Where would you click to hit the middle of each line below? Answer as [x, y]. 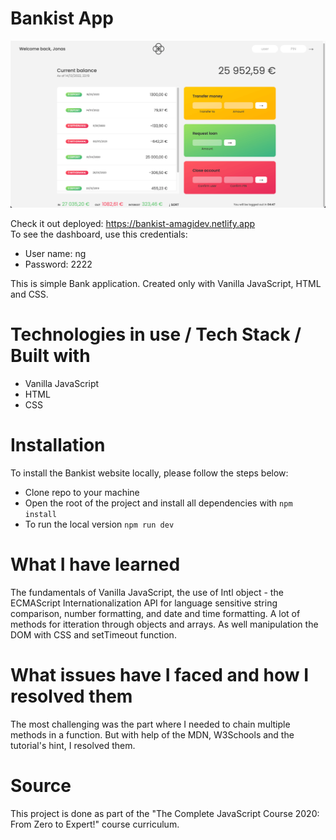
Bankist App [62, 18]
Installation [58, 445]
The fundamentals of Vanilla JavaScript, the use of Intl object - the [147, 592]
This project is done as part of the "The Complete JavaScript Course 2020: [165, 813]
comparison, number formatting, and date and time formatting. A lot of [155, 613]
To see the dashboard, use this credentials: [99, 234]
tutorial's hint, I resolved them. [73, 745]
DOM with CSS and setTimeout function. [93, 635]
